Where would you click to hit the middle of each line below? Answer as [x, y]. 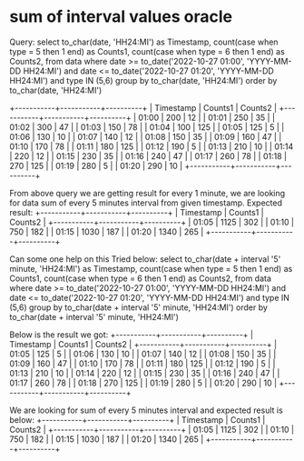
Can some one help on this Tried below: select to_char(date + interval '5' [145, 259]
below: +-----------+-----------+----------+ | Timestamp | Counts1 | [137, 419]
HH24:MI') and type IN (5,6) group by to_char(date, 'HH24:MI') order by [143, 80]
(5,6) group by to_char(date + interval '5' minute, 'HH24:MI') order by [138, 307]
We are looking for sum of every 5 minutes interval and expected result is [146, 410]
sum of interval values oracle [121, 17]
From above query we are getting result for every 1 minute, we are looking [147, 193]
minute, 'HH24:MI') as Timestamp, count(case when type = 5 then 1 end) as [151, 268]
